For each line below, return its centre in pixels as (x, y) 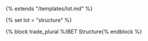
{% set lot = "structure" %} (39, 20)
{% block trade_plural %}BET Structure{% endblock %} (74, 31)
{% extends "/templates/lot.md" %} (49, 9)
